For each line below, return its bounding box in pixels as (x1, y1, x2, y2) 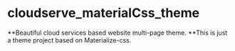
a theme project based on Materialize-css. (7, 35, 132, 44)
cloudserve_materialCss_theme (7, 5, 200, 21)
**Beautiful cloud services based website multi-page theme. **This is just (7, 28, 228, 37)
